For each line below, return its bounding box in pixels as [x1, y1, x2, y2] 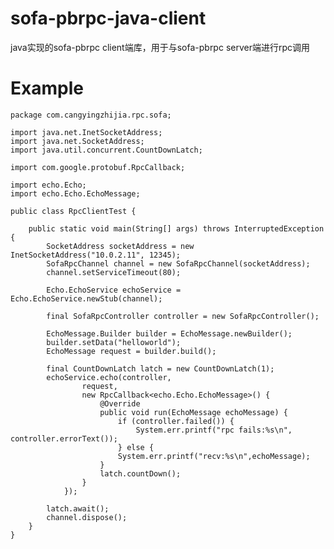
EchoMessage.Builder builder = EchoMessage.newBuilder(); [46, 328, 293, 339]
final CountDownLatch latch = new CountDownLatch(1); [46, 363, 275, 374]
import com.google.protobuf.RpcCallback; [10, 162, 186, 172]
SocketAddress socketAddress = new [46, 241, 195, 251]
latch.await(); [46, 503, 110, 514]
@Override [99, 398, 141, 409]
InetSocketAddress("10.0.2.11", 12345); [10, 250, 182, 260]
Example [10, 77, 84, 100]
